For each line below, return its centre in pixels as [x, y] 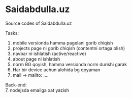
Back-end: [16, 85]
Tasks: [12, 33]
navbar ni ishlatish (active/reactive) [49, 54]
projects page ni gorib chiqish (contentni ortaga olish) [69, 48]
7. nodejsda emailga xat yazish [37, 90]
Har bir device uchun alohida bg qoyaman [56, 70]
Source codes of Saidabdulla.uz [39, 23]
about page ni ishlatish [36, 59]
